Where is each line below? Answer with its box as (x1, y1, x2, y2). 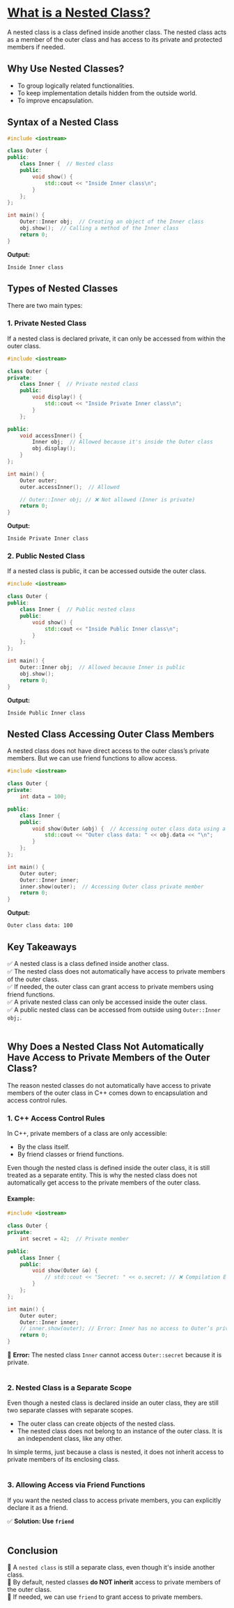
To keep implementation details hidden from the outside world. (17, 88, 197, 97)
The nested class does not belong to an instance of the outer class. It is (17, 1427, 223, 1435)
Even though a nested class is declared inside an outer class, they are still (7, 1398, 219, 1407)
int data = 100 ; (19, 793, 68, 800)
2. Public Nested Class (7, 552, 86, 561)
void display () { (32, 393, 82, 401)
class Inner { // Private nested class (19, 381, 139, 388)
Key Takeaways (7, 941, 77, 953)
